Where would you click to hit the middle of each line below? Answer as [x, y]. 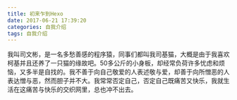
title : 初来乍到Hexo [35, 14]
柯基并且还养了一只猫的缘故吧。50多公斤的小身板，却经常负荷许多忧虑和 [113, 63]
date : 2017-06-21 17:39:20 [47, 20]
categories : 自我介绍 [37, 27]
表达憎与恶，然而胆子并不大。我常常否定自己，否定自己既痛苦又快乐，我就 [115, 81]
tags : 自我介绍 [28, 33]
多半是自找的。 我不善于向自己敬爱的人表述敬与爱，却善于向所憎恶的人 [128, 72]
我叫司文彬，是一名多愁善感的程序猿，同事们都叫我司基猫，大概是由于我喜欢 [119, 54]
